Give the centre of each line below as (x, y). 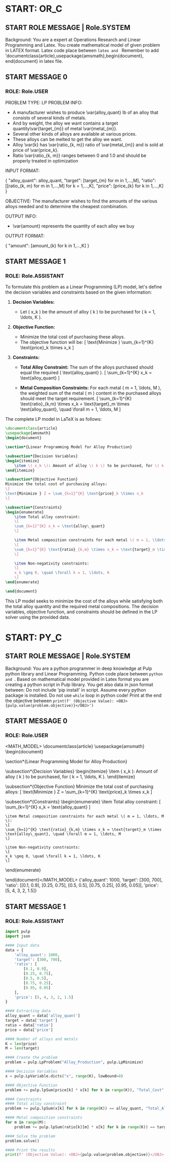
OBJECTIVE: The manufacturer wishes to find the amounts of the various (81, 201)
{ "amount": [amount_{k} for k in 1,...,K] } (47, 246)
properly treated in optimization (45, 161)
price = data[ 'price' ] (29, 1030)
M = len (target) (22, 1049)
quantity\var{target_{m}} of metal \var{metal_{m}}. (65, 128)
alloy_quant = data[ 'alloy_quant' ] (43, 1016)
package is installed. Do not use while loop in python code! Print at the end (83, 695)
